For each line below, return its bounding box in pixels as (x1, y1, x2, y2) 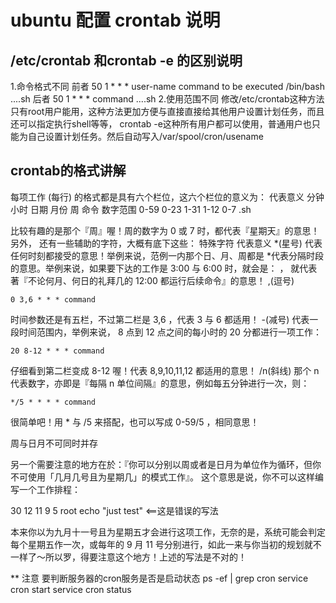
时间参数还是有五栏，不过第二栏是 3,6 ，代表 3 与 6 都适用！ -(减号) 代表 (10, 313, 310, 325)
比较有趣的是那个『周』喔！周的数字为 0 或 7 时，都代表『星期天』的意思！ (10, 224, 320, 236)
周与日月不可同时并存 (10, 437, 98, 449)
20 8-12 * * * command (10, 346, 105, 356)
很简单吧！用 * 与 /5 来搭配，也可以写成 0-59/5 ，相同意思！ (10, 416, 260, 428)
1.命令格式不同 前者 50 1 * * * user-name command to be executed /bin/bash (10, 81, 325, 92)
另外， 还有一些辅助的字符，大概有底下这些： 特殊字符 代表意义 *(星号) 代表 (10, 237, 323, 249)
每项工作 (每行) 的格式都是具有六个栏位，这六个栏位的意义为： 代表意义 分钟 (10, 191, 325, 203)
